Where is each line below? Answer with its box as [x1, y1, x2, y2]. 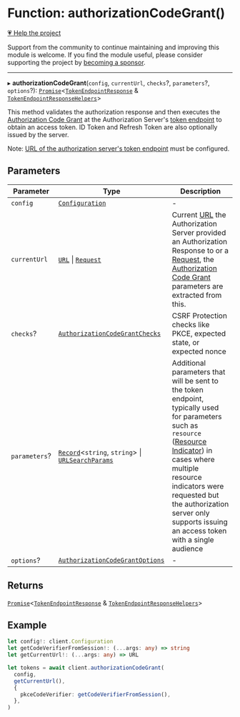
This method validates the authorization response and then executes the [7, 107, 221, 116]
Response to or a [171, 245, 229, 255]
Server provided [171, 227, 226, 237]
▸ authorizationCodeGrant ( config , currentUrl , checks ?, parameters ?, [7, 79, 210, 87]
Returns [7, 580, 44, 592]
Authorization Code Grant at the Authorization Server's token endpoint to [7, 115, 223, 124]
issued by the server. [7, 130, 69, 139]
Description [179, 186, 221, 196]
